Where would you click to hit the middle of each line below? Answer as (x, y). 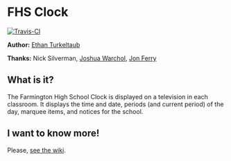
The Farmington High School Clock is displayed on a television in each (108, 96)
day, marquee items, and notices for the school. (75, 111)
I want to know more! (53, 134)
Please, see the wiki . (36, 150)
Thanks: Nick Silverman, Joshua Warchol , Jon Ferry (82, 58)
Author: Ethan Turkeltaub (44, 44)
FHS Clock (38, 12)
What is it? (31, 80)
